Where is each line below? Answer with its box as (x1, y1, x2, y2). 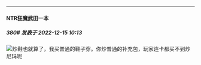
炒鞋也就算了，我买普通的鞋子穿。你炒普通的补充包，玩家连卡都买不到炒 (12, 45, 190, 52)
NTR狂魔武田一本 (6, 14, 49, 21)
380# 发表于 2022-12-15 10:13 (6, 29, 83, 36)
